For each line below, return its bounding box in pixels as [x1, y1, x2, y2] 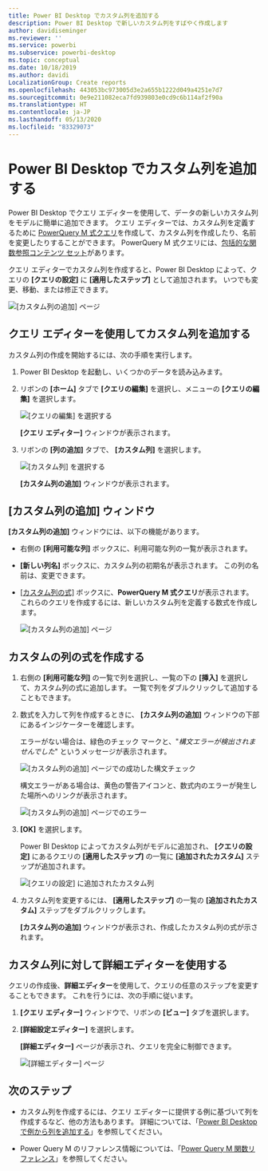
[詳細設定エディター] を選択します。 [19, 1024, 138, 1034]
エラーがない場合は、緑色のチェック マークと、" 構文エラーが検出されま [19, 737, 256, 746]
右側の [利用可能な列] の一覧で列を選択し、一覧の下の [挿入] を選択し [19, 673, 249, 682]
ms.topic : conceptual [8, 57, 81, 65]
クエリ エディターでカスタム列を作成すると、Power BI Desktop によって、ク [8, 264, 258, 274]
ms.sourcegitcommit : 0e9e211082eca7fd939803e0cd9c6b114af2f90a [8, 93, 223, 101]
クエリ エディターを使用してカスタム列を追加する [8, 327, 251, 341]
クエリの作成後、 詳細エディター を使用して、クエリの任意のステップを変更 [8, 980, 252, 990]
